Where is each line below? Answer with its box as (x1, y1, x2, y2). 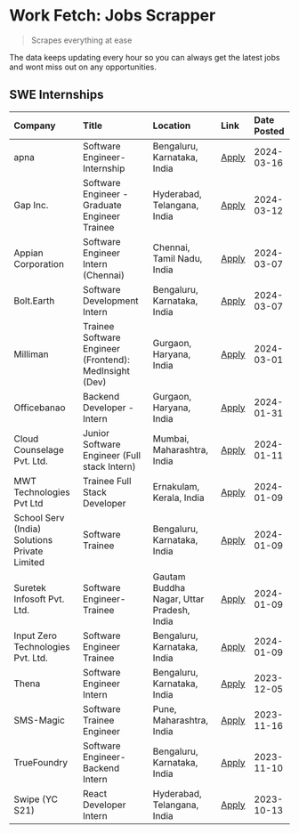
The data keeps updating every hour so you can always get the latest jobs (9, 52, 280, 62)
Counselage (13, 443, 64, 456)
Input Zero (13, 629, 58, 642)
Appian (13, 247, 44, 259)
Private (13, 545, 44, 557)
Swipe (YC (13, 793, 58, 806)
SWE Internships (9, 87, 104, 102)
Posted (254, 125, 285, 137)
